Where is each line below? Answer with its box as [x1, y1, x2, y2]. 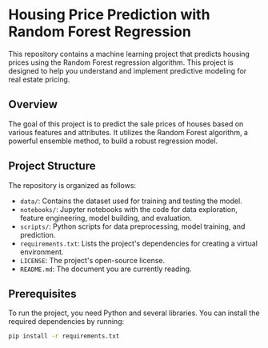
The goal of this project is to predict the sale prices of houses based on [8, 118, 244, 129]
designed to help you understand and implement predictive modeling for [8, 66, 247, 75]
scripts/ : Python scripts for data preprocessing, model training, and [19, 222, 246, 231]
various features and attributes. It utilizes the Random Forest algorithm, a [8, 127, 248, 137]
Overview [8, 98, 58, 111]
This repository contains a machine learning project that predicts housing [8, 49, 250, 58]
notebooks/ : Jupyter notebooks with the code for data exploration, [19, 204, 238, 214]
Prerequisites [8, 286, 77, 301]
